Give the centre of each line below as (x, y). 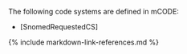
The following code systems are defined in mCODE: (93, 12)
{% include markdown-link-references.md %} (83, 42)
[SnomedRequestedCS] (59, 27)
